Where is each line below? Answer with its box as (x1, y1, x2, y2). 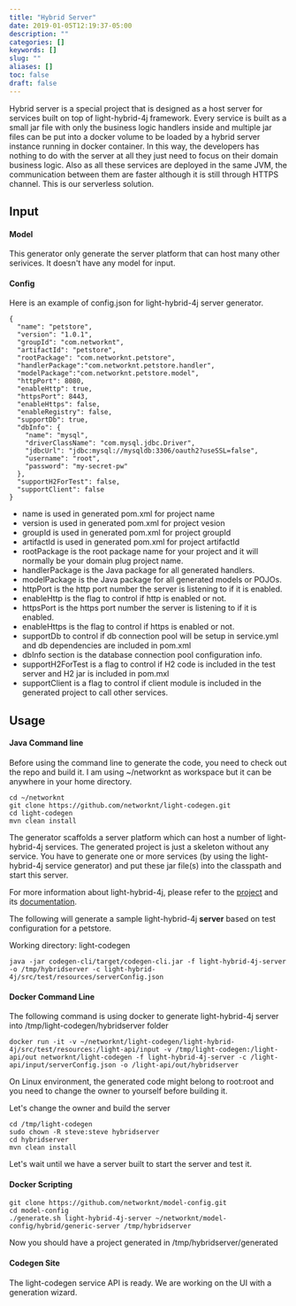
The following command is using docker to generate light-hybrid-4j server (9, 1011, 279, 1022)
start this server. (9, 869, 69, 881)
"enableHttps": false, (17, 400, 101, 409)
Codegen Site (9, 1258, 60, 1269)
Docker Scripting (9, 1178, 73, 1189)
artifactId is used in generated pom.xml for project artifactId (21, 537, 240, 547)
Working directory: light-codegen (9, 940, 131, 951)
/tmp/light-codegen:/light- (175, 1046, 278, 1055)
